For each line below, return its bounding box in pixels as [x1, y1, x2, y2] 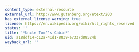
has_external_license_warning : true [5, 16, 81, 21]
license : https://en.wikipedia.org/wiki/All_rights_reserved [5, 21, 135, 26]
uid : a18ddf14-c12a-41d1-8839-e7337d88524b [5, 35, 97, 40]
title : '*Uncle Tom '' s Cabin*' [5, 30, 70, 35]
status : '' [5, 26, 28, 31]
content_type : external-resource [5, 7, 74, 12]
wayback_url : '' [5, 40, 39, 45]
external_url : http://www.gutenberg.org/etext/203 [5, 12, 112, 17]
